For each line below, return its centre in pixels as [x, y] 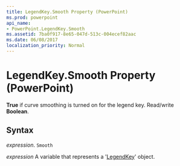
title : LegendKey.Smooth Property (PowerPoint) [67, 12]
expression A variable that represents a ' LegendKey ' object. [81, 156]
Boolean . [18, 111]
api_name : [19, 23]
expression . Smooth [30, 145]
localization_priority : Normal [46, 46]
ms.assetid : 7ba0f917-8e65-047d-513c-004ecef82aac [71, 34]
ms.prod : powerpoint [32, 18]
